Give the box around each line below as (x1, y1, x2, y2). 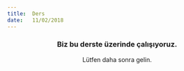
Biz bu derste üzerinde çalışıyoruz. (56, 40, 178, 49)
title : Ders (7, 10, 45, 17)
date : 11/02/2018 (7, 17, 64, 24)
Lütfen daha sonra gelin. (82, 55, 152, 63)
